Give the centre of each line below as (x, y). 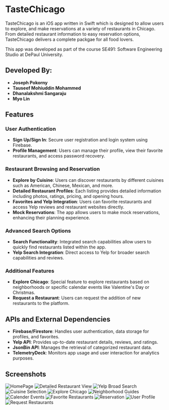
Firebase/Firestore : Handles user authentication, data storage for (81, 331)
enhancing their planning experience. (51, 218)
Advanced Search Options (38, 231)
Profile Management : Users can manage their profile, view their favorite (88, 150)
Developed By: (29, 70)
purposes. (23, 358)
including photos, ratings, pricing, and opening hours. (68, 196)
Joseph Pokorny (30, 82)
